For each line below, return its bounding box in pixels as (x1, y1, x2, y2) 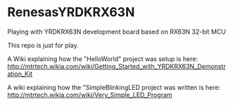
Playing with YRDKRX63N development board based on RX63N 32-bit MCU (7, 27, 227, 36)
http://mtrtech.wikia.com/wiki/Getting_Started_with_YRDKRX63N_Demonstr (7, 62, 227, 70)
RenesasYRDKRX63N (7, 4, 135, 20)
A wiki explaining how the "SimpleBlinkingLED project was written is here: (7, 83, 220, 91)
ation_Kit (7, 69, 33, 78)
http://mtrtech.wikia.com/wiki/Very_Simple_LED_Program (7, 91, 172, 99)
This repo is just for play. (7, 41, 79, 49)
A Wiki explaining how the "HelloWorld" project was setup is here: (7, 54, 199, 63)
